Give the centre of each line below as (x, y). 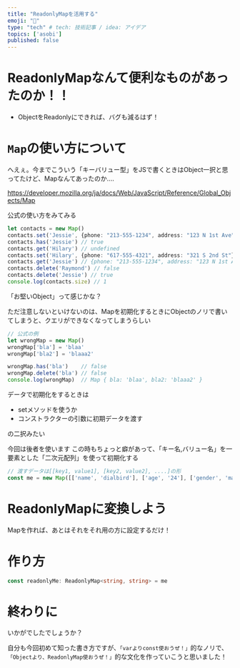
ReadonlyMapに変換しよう (87, 508)
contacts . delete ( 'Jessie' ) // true (60, 275)
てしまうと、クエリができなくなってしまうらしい (79, 320)
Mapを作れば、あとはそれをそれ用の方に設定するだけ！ (89, 530)
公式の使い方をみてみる (42, 215)
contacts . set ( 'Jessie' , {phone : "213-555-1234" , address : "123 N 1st (113, 235)
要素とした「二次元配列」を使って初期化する (73, 458)
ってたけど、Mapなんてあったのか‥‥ (61, 178)
